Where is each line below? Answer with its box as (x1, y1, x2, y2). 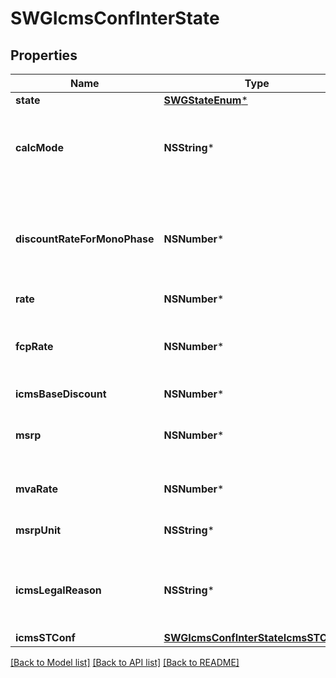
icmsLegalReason (15, 583, 102, 597)
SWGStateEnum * (163, 93, 248, 107)
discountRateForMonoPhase (15, 232, 155, 246)
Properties (10, 47, 78, 64)
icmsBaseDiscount (15, 387, 107, 401)
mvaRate (15, 482, 59, 496)
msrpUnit (15, 523, 62, 537)
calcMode (15, 141, 64, 154)
